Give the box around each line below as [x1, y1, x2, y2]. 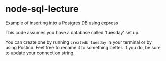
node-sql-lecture [5, 3, 79, 15]
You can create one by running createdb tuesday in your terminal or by [5, 39, 152, 45]
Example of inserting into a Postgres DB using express [5, 20, 118, 26]
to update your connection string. [5, 50, 75, 56]
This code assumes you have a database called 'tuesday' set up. [5, 29, 140, 35]
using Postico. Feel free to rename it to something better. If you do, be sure [5, 44, 161, 50]
